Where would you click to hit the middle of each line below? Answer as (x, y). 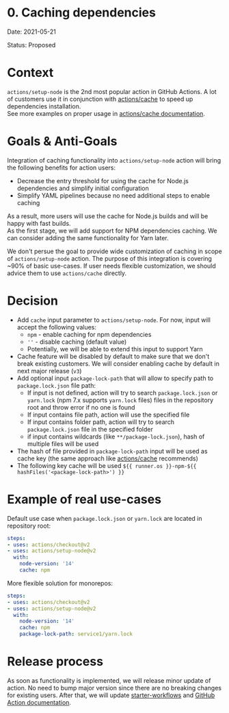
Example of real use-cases (84, 499)
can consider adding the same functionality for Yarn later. (88, 237)
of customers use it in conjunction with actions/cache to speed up (100, 99)
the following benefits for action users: (62, 167)
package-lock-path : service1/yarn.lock (76, 634)
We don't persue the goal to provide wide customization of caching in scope (114, 251)
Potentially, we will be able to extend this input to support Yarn (115, 349)
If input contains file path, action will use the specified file (108, 414)
